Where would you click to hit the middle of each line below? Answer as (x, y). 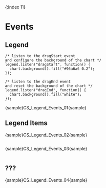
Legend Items (26, 123)
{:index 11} (15, 7)
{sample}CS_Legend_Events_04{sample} (46, 180)
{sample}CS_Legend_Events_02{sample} (46, 135)
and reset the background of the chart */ (49, 86)
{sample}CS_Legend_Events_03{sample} (46, 148)
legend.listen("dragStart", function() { (48, 64)
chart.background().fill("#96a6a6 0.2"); (52, 69)
